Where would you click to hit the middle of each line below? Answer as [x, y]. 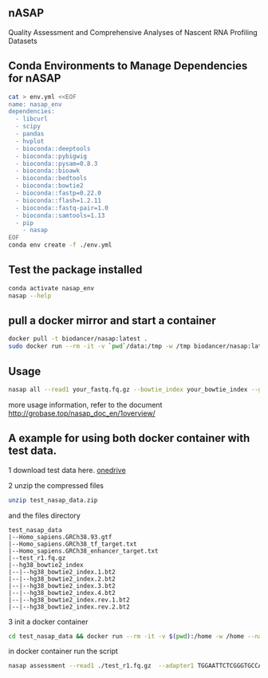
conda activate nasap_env [51, 288]
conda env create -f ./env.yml [60, 245]
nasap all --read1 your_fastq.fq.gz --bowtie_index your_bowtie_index [128, 389]
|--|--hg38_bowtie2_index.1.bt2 [62, 572]
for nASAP [35, 79]
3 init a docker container [48, 621]
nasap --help [30, 296]
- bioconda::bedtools [51, 179]
